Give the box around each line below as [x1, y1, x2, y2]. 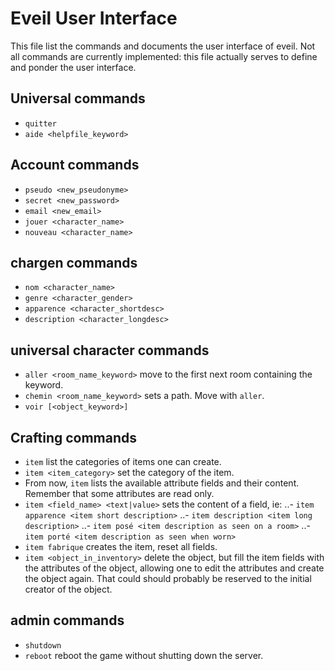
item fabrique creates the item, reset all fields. [24, 541, 218, 552]
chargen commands [10, 254, 138, 271]
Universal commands [10, 90, 146, 107]
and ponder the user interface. [10, 61, 137, 73]
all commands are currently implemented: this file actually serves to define [10, 50, 318, 62]
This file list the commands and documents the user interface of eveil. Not [10, 40, 316, 52]
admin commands [10, 612, 125, 629]
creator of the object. [24, 583, 113, 595]
